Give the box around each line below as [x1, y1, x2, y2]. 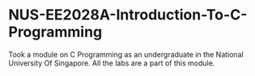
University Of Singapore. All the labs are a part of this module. [8, 58, 215, 68]
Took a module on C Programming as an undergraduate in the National [8, 49, 244, 59]
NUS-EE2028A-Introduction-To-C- [8, 6, 248, 24]
